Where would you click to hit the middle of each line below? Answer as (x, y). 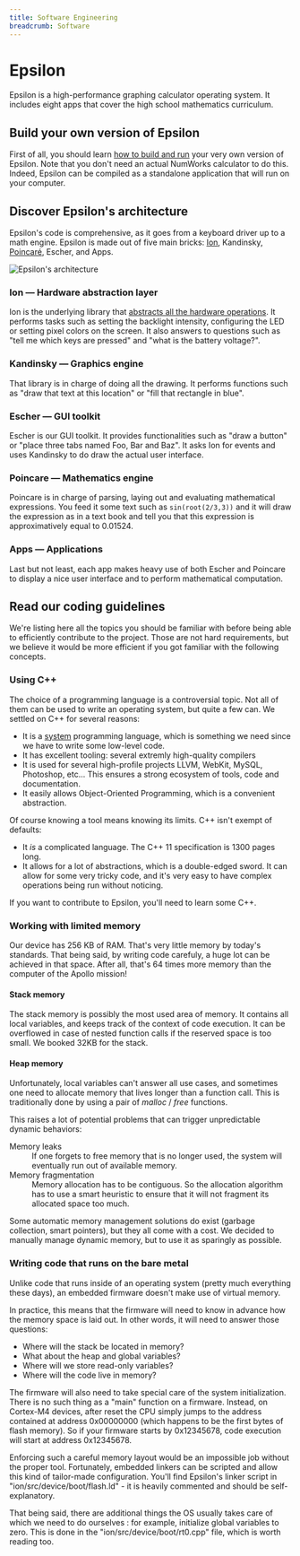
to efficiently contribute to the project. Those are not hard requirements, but (149, 638)
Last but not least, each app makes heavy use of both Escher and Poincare (148, 569)
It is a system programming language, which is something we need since (156, 735)
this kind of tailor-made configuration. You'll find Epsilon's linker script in (143, 1476)
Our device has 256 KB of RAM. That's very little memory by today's (135, 945)
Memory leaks (36, 1147)
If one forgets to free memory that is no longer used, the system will (157, 1156)
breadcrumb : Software (50, 26)
